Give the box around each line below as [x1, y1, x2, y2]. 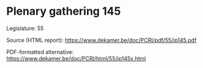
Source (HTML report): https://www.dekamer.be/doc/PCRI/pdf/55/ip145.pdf [6, 36, 197, 43]
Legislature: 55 [6, 25, 44, 32]
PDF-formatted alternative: [6, 48, 74, 56]
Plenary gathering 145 [6, 4, 121, 18]
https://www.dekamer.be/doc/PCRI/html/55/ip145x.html [6, 55, 146, 62]
